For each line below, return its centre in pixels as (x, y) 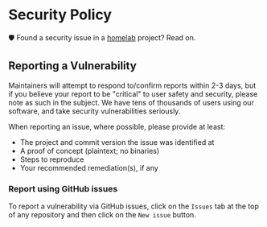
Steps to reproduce (52, 159)
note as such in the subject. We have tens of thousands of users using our (131, 102)
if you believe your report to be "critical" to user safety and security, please (133, 93)
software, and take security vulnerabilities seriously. (94, 111)
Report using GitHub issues (63, 188)
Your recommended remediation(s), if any (89, 167)
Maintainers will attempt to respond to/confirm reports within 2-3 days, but (132, 85)
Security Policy (60, 15)
